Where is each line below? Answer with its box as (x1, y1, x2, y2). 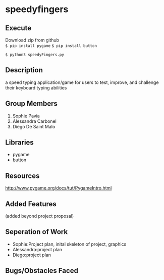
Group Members (5, 100, 58, 108)
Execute (5, 24, 32, 32)
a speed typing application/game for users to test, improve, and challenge (5, 79, 159, 85)
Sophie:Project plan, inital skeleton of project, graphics (12, 241, 127, 247)
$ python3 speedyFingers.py (5, 52, 65, 57)
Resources (5, 171, 40, 180)
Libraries (5, 138, 34, 147)
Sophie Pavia (12, 113, 40, 119)
